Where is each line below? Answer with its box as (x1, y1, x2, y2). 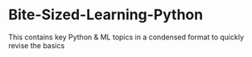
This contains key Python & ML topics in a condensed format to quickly (8, 32, 244, 42)
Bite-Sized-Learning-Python (8, 6, 204, 24)
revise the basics (8, 40, 65, 50)
